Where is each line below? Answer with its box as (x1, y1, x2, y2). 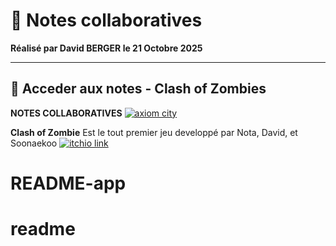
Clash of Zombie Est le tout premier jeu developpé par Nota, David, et (10, 126, 298, 138)
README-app (10, 172, 127, 194)
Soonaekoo (10, 137, 58, 149)
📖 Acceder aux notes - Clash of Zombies (10, 80, 267, 98)
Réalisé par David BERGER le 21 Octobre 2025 (10, 42, 203, 54)
